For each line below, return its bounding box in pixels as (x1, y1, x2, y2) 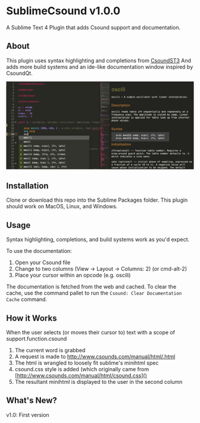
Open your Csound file (14, 259, 71, 266)
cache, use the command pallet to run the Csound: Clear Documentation (6, 290, 182, 297)
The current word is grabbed (14, 346, 86, 353)
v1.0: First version (6, 411, 49, 418)
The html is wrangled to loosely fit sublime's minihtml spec (14, 359, 159, 366)
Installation (6, 180, 49, 191)
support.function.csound (6, 335, 67, 342)
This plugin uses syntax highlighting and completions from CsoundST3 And (6, 57, 192, 64)
